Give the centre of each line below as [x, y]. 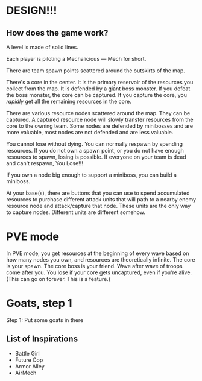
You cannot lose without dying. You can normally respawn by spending [94, 144]
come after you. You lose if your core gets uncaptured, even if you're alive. [99, 272]
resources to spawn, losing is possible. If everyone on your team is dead [96, 157]
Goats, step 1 [39, 304]
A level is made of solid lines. [42, 47]
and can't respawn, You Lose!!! [45, 163]
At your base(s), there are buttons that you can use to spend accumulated [98, 193]
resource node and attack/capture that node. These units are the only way [99, 206]
